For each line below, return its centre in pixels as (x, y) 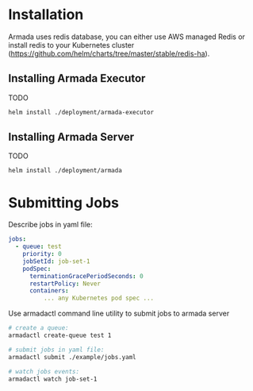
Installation (46, 15)
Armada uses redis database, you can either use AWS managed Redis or (127, 37)
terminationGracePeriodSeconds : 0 (86, 276)
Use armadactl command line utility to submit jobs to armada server (119, 314)
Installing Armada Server (71, 137)
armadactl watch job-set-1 (53, 379)
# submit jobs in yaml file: (56, 350)
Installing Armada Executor (77, 78)
